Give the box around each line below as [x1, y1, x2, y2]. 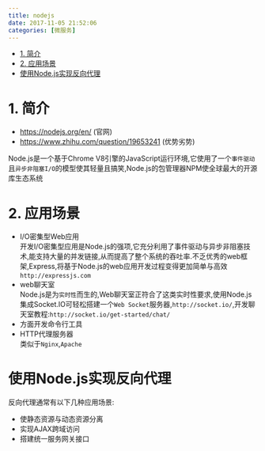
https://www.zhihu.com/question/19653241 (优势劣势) [19, 137, 195, 146]
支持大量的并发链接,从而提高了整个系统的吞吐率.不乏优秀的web [35, 252, 241, 261]
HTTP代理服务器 [19, 329, 74, 339]
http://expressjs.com [19, 272, 91, 280]
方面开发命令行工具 [19, 320, 83, 329]
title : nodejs [8, 11, 55, 20]
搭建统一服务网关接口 [19, 434, 89, 444]
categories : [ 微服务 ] [8, 26, 76, 34]
